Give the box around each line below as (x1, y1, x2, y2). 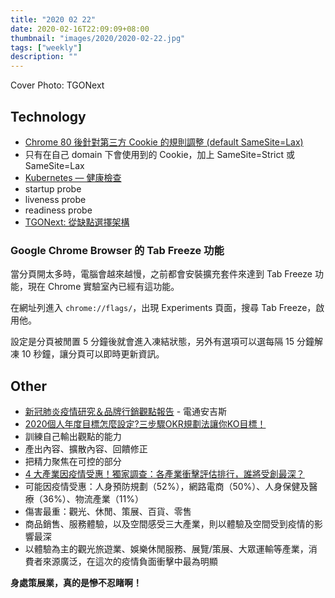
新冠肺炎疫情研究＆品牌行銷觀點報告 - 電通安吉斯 (24, 406, 228, 418)
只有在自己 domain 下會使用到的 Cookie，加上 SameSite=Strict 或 (24, 148, 295, 160)
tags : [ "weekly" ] (10, 42, 83, 53)
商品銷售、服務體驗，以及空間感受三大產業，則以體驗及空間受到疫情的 (24, 518, 315, 530)
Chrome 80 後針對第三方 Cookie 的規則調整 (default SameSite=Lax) (24, 136, 304, 148)
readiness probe (24, 204, 93, 216)
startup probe (24, 182, 82, 195)
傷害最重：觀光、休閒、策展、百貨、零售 (24, 506, 192, 518)
